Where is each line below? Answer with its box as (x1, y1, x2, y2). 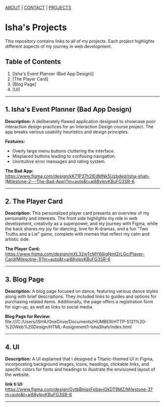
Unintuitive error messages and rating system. (12, 158, 106, 164)
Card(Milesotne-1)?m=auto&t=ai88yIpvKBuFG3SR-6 (5, 256, 110, 262)
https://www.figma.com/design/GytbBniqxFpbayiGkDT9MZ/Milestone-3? (5, 386, 153, 392)
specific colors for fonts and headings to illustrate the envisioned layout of (5, 367, 156, 372)
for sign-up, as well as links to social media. (5, 304, 94, 310)
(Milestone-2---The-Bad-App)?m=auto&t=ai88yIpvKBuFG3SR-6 (5, 178, 135, 184)
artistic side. (5, 236, 30, 242)
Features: (5, 138, 26, 144)
